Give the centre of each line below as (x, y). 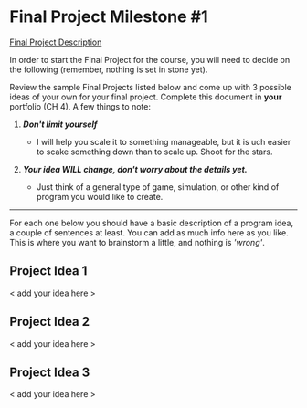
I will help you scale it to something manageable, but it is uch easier (164, 141)
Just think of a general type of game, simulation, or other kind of (158, 187)
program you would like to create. (100, 196)
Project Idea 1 (48, 271)
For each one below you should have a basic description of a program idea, (152, 223)
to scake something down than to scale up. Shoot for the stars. (154, 152)
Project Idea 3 (50, 372)
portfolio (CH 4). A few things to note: (80, 106)
